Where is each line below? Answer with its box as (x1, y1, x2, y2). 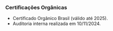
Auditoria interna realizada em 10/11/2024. (12, 20, 101, 26)
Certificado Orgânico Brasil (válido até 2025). (12, 15, 108, 21)
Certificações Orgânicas (5, 4, 67, 11)
